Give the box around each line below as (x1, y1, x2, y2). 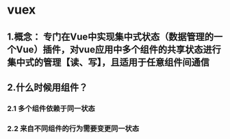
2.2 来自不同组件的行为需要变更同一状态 (7, 123, 140, 133)
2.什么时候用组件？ (7, 81, 88, 93)
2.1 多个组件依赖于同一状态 (7, 104, 96, 113)
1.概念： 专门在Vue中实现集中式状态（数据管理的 (7, 31, 214, 42)
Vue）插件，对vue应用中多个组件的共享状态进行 (16, 44, 221, 55)
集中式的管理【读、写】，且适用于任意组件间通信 (7, 57, 210, 68)
